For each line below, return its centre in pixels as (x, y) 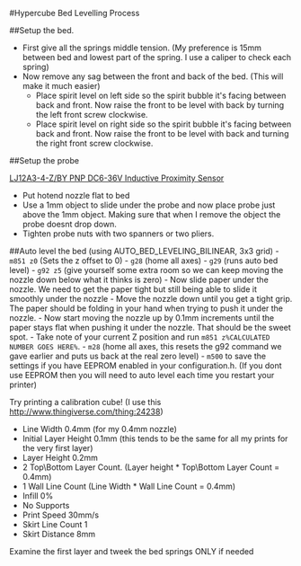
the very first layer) (58, 448)
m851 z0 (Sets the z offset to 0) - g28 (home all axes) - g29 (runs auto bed (144, 261)
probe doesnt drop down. (69, 224)
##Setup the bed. (42, 30)
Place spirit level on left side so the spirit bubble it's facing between (161, 95)
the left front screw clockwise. (92, 115)
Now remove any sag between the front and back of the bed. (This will (153, 76)
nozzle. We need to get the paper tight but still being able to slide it (133, 289)
